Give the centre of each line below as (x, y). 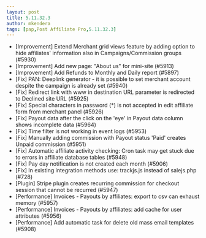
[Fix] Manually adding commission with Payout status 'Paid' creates (101, 138)
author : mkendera (29, 23)
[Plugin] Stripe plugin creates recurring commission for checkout (97, 183)
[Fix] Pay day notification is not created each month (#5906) (92, 164)
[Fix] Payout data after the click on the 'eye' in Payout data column (99, 118)
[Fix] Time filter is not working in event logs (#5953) (81, 131)
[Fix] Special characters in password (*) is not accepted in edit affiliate (104, 106)
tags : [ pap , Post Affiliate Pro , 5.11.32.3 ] (61, 29)
